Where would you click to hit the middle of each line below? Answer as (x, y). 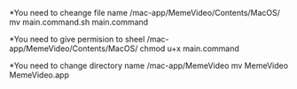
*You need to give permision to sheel (77, 39)
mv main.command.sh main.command (79, 22)
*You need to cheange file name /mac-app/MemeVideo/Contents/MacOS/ (145, 13)
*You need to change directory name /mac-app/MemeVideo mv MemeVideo (149, 66)
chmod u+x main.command (189, 48)
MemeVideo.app (39, 75)
